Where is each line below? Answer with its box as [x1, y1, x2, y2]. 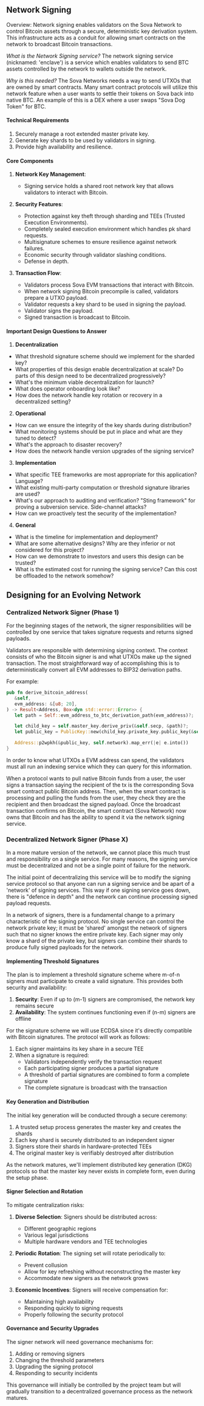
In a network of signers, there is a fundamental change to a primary [6, 911, 175, 919]
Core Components [6, 157, 53, 164]
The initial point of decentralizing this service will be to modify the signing [6, 874, 191, 881]
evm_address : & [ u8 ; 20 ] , [14, 701, 78, 707]
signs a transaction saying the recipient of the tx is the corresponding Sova [6, 781, 194, 788]
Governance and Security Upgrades [6, 1324, 99, 1332]
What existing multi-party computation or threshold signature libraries [15, 484, 190, 492]
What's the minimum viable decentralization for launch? [15, 378, 155, 386]
